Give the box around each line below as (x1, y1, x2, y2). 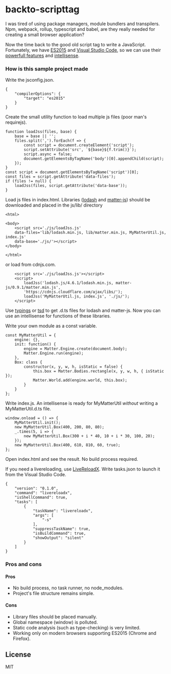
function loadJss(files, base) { (5, 129, 77, 135)
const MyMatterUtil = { (5, 333, 56, 338)
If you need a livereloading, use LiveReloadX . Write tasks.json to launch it (5, 466, 160, 472)
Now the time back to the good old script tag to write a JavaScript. (5, 41, 146, 47)
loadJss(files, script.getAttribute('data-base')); (14, 183, 127, 189)
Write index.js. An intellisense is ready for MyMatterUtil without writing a (5, 400, 158, 406)
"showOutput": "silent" (32, 535, 84, 540)
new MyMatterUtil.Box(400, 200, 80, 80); (14, 425, 104, 430)
